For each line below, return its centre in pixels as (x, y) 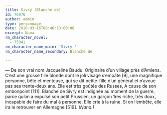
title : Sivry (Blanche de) (33, 10)
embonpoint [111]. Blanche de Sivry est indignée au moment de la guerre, (80, 91)
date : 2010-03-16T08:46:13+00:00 (40, 28)
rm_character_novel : (27, 38)
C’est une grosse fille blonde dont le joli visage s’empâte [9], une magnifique (84, 75)
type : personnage (23, 24)
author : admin (20, 19)
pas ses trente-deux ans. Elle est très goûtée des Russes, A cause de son (81, 86)
